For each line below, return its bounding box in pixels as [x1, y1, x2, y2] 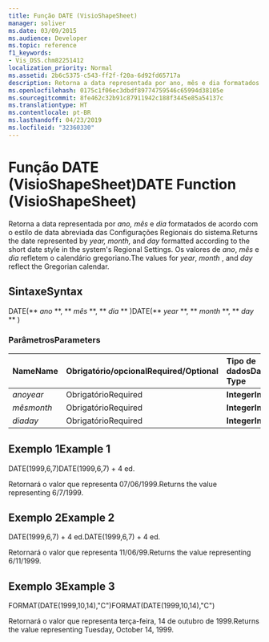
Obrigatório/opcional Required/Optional [66, 365, 219, 376]
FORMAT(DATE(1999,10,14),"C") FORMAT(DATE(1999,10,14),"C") [8, 601, 215, 611]
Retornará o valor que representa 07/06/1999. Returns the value [8, 479, 218, 489]
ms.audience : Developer [8, 34, 88, 43]
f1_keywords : [8, 49, 52, 57]
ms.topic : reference [8, 42, 78, 50]
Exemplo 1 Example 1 [8, 442, 110, 456]
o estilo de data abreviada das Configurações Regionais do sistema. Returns [8, 227, 259, 237]
